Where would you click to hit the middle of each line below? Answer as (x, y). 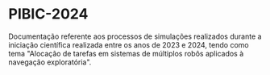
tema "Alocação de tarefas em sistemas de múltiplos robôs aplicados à (126, 53)
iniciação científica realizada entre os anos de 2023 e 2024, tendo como (129, 44)
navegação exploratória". (50, 62)
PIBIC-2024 (48, 14)
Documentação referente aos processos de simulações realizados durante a (135, 36)
